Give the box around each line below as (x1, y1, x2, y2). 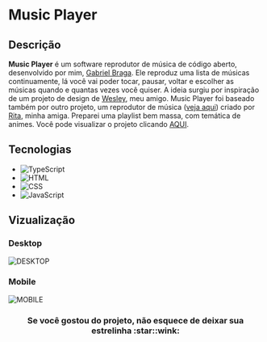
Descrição (8, 38, 61, 52)
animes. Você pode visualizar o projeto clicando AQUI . (8, 120, 190, 129)
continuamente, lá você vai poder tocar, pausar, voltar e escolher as (8, 77, 234, 86)
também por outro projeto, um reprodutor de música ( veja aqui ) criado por (8, 103, 256, 112)
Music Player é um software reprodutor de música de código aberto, (8, 59, 238, 69)
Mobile (8, 277, 36, 288)
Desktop (8, 238, 43, 249)
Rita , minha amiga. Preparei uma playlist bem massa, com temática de (8, 111, 241, 120)
